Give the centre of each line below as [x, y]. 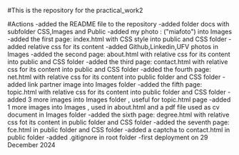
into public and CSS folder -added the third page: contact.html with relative [118, 62]
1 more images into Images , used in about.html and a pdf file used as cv [113, 107]
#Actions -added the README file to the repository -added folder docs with [118, 24]
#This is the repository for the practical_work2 [75, 10]
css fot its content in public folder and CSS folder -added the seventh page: [118, 122]
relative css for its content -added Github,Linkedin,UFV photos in [123, 47]
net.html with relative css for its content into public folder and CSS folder [114, 77]
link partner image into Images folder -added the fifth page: [115, 84]
